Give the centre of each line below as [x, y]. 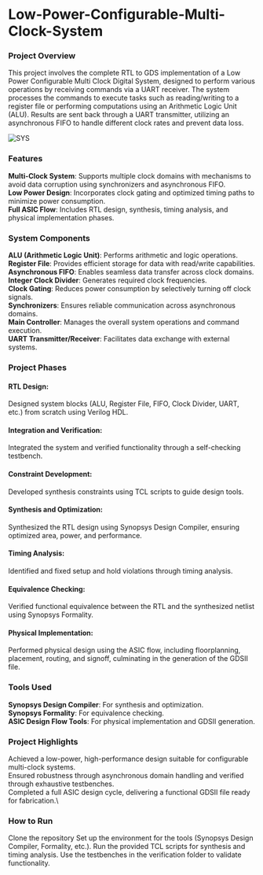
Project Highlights [43, 741]
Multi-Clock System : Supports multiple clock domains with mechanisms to [130, 175]
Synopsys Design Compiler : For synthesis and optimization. [106, 704]
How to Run [31, 821]
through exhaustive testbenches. [61, 784]
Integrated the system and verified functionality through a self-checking [124, 448]
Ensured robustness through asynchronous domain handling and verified [126, 776]
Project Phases [37, 367]
